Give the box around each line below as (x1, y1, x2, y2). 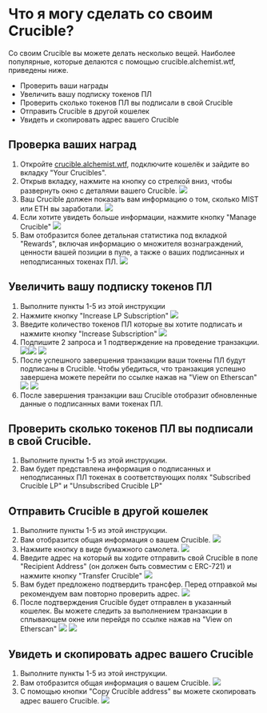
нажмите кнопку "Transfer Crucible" (19, 571, 142, 581)
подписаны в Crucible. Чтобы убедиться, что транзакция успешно (19, 363, 246, 373)
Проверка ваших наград (8, 138, 137, 152)
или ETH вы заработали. (19, 203, 104, 213)
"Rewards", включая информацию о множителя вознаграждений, (19, 238, 244, 248)
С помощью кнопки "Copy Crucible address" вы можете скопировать (19, 687, 257, 696)
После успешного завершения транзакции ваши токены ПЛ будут (19, 355, 246, 365)
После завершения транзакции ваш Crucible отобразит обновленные (19, 390, 257, 400)
